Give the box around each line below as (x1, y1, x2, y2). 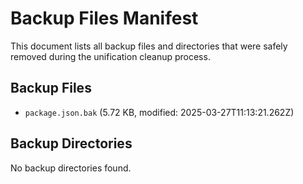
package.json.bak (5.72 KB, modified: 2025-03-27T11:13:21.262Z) (24, 106, 295, 118)
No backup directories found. (10, 162, 132, 174)
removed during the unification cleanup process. (10, 50, 211, 62)
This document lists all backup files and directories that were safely (10, 40, 288, 52)
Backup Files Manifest (10, 7, 199, 30)
